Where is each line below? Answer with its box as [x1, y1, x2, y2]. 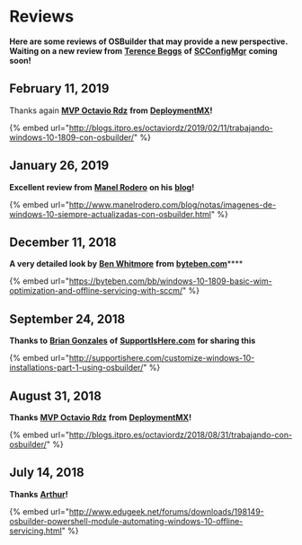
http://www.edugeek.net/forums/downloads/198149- [68, 505, 265, 517]
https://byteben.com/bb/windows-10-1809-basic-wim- [68, 276, 272, 286]
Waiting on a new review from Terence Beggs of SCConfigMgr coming [9, 45, 278, 56]
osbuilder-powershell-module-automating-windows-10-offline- [9, 515, 244, 526]
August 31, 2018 [9, 388, 102, 403]
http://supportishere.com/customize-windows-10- [68, 353, 255, 364]
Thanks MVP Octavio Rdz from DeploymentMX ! [9, 412, 191, 423]
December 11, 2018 [9, 234, 117, 250]
